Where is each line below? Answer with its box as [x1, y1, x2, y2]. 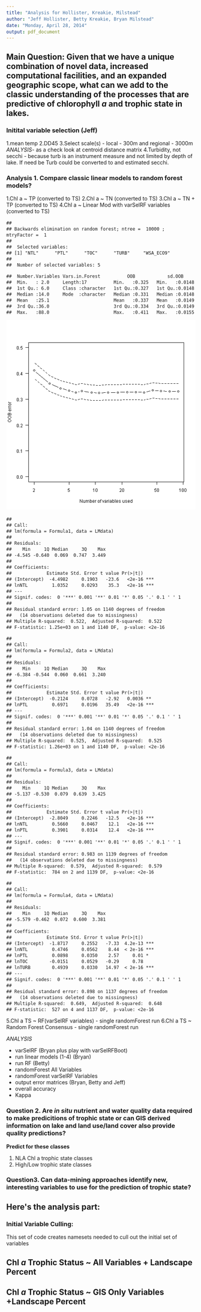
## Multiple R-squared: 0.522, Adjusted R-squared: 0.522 [6, 619, 163, 625]
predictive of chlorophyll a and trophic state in [6, 99, 183, 109]
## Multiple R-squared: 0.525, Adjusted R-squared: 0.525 [6, 738, 163, 744]
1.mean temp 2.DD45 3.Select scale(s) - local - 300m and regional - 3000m [6, 139, 193, 147]
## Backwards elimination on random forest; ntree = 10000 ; [6, 226, 165, 232]
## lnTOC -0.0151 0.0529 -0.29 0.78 [6, 959, 144, 965]
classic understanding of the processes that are [6, 89, 189, 99]
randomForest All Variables [14, 1066, 82, 1074]
